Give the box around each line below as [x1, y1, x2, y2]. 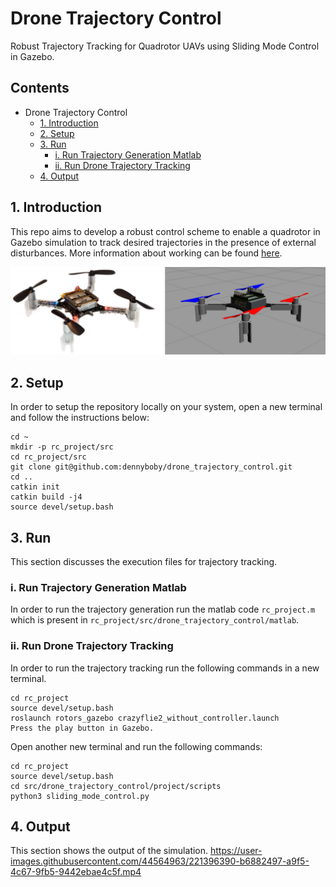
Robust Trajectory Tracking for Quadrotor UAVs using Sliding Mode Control [10, 40, 320, 52]
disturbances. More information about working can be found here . [10, 247, 283, 259]
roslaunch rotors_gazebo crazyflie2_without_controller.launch [10, 713, 280, 723]
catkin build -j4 [10, 492, 83, 502]
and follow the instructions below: [10, 412, 150, 424]
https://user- [209, 845, 263, 857]
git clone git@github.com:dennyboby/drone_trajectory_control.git [10, 462, 293, 472]
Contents [10, 80, 70, 97]
